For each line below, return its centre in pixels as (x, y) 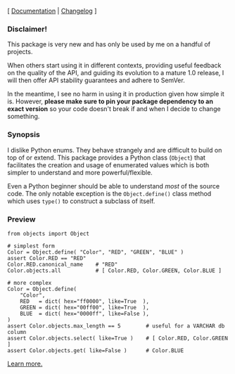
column (17, 332)
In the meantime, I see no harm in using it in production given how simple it (116, 94)
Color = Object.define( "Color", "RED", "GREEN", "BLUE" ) (96, 252)
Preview (21, 219)
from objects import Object (49, 233)
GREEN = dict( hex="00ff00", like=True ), (85, 307)
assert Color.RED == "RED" (47, 258)
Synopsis (24, 135)
